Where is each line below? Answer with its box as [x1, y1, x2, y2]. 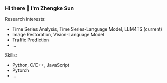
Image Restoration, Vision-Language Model [12, 32, 104, 38]
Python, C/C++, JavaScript [12, 62, 70, 68]
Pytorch [12, 67, 29, 73]
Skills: [5, 52, 17, 58]
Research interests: [5, 16, 46, 22]
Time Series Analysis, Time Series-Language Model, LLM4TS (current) [12, 26, 162, 32]
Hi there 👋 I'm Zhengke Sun [5, 5, 75, 12]
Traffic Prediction [12, 37, 49, 43]
